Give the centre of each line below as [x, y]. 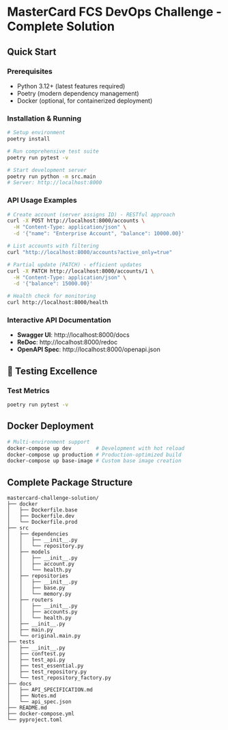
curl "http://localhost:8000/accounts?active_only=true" [90, 252]
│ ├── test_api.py [37, 660]
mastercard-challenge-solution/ [53, 498]
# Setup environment [37, 133]
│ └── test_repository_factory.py [59, 678]
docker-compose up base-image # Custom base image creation [95, 461]
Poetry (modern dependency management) [78, 93]
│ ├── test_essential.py [45, 666]
